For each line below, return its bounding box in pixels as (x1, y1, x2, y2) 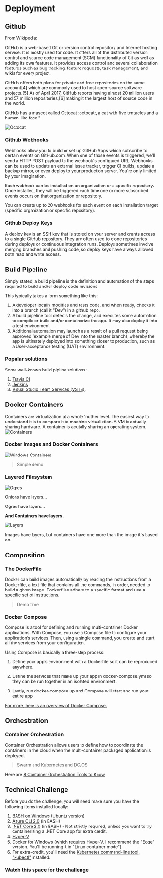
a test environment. (12, 323, 51, 329)
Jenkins (12, 381, 28, 387)
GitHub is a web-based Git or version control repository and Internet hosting (5, 45, 158, 50)
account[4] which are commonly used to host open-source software (5, 85, 142, 90)
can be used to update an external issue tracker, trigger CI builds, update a (5, 163, 155, 169)
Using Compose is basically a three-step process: (5, 649, 105, 656)
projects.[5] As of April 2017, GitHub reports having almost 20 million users (5, 90, 154, 96)
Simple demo (16, 461, 44, 467)
